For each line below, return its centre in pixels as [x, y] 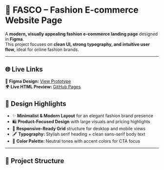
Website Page [34, 20]
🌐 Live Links [24, 70]
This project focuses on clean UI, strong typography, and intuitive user [78, 44]
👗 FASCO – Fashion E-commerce [72, 10]
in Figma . [15, 39]
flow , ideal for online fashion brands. [42, 49]
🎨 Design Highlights [36, 104]
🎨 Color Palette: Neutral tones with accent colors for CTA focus [76, 141]
